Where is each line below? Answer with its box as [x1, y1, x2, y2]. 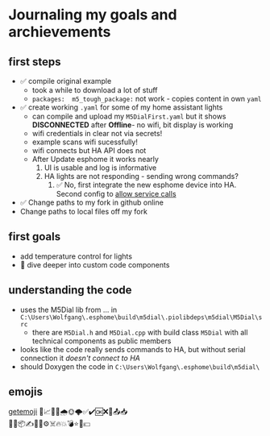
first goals [8, 230, 61, 243]
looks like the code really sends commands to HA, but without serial [19, 344, 246, 354]
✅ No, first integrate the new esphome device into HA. [56, 180, 237, 189]
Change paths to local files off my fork [19, 207, 147, 216]
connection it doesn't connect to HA [19, 353, 141, 363]
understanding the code [8, 284, 132, 297]
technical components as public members [31, 336, 172, 346]
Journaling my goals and [8, 6, 177, 24]
